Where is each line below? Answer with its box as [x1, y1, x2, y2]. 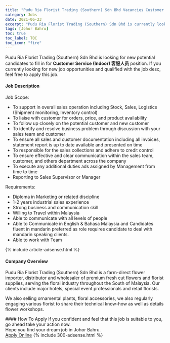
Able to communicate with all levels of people [12, 215, 108, 221]
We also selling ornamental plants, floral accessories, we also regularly [5, 295, 153, 301]
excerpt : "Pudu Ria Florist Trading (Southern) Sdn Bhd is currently [5, 21, 155, 27]
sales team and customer [12, 131, 66, 137]
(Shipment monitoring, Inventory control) [12, 109, 98, 116]
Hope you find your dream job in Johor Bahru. [5, 327, 101, 333]
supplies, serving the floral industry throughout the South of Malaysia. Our [5, 280, 160, 286]
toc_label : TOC [5, 36, 37, 41]
